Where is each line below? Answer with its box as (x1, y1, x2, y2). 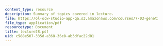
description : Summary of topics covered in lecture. (5, 11, 114, 16)
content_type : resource (5, 7, 53, 12)
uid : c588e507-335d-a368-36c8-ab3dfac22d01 (5, 34, 95, 39)
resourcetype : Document (5, 25, 53, 30)
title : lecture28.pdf (5, 29, 49, 34)
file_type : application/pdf (5, 20, 62, 25)
